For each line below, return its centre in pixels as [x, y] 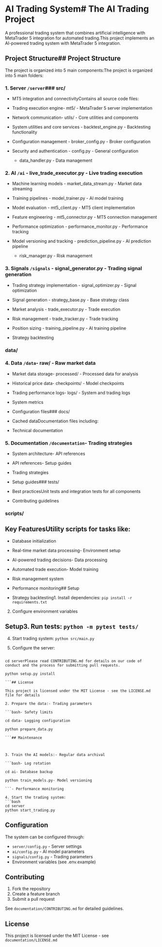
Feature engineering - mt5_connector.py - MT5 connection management [84, 217]
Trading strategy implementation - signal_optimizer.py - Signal [74, 285]
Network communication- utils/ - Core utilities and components [75, 117]
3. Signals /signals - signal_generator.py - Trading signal [73, 268]
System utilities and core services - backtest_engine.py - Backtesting [81, 127]
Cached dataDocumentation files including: [55, 421]
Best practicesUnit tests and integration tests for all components [76, 492]
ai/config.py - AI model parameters [48, 852]
